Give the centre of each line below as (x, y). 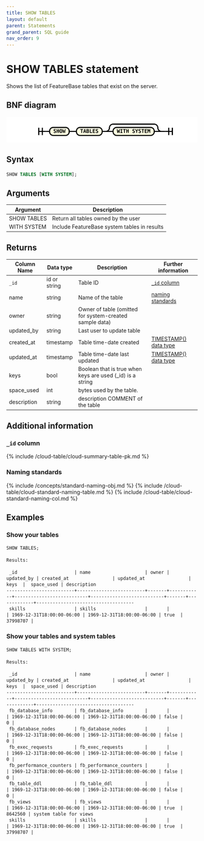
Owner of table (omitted (108, 309)
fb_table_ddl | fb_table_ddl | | (89, 784)
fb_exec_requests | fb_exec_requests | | (89, 747)
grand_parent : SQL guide (38, 32)
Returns (22, 248)
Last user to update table (109, 331)
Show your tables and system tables (61, 637)
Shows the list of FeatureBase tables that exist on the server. (82, 86)
